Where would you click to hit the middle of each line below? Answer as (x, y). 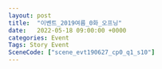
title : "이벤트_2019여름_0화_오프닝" (65, 23)
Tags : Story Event (39, 45)
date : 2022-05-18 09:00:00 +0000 (67, 30)
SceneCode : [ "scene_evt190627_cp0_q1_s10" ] (82, 52)
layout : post (30, 15)
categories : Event (39, 38)
